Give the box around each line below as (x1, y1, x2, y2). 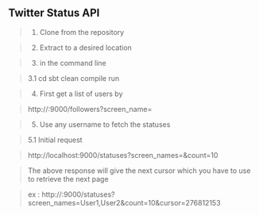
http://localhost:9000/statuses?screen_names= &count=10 (27, 150, 218, 159)
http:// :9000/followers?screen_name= (27, 104, 153, 113)
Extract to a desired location (39, 43, 133, 52)
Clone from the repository (39, 27, 125, 36)
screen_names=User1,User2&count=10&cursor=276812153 (27, 198, 221, 207)
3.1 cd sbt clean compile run (27, 73, 120, 83)
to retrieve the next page (27, 174, 109, 183)
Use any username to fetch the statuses (39, 119, 171, 129)
